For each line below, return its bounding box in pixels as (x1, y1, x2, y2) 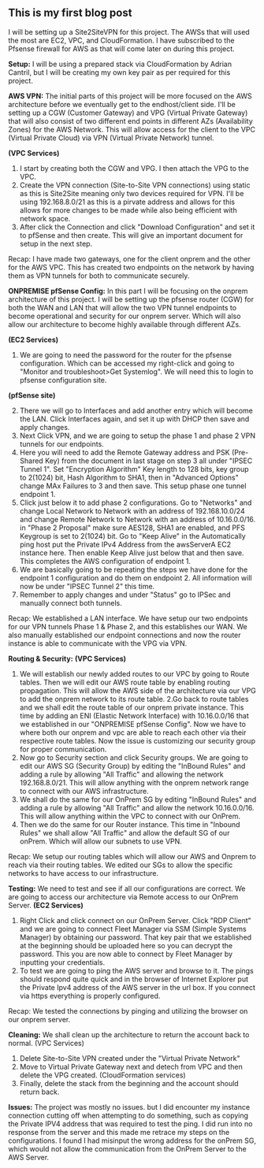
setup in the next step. (19, 239, 93, 248)
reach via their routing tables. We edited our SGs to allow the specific (8, 860, 233, 870)
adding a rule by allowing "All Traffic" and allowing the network (19, 769, 225, 779)
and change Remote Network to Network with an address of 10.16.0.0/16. (19, 514, 256, 524)
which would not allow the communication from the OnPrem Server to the (8, 1144, 247, 1153)
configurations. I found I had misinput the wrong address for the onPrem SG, (8, 1136, 256, 1145)
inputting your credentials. (19, 957, 105, 967)
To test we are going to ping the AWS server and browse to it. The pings (19, 966, 254, 975)
